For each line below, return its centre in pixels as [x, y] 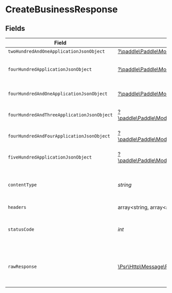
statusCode [21, 229]
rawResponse [23, 267]
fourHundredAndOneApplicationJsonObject [58, 94]
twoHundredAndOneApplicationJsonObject [56, 52]
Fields [15, 28]
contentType [23, 185]
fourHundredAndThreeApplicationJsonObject [60, 115]
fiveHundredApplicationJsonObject [50, 157]
